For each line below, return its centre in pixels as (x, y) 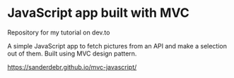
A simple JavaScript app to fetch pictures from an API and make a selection (117, 46)
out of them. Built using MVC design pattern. (72, 53)
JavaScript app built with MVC (98, 13)
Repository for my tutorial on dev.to (59, 32)
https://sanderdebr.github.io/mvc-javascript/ (72, 67)
